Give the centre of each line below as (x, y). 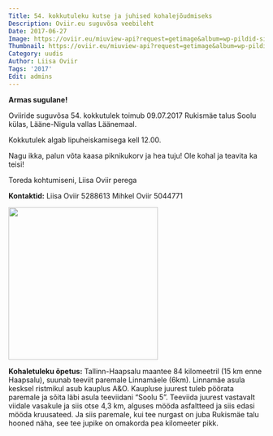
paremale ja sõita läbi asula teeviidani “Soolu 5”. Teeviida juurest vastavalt (132, 397)
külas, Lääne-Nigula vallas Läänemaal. (73, 124)
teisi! (16, 164)
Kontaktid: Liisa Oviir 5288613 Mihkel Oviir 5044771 (95, 195)
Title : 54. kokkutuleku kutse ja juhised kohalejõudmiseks (110, 16)
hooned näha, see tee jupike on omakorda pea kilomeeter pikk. (114, 423)
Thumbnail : (27, 46)
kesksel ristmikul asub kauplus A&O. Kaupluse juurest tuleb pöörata (121, 388)
